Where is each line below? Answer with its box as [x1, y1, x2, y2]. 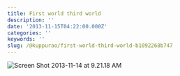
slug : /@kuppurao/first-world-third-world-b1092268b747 [7, 42, 173, 49]
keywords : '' [7, 36, 45, 43]
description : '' [7, 17, 54, 23]
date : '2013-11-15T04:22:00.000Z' [7, 23, 108, 30]
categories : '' [7, 29, 52, 37]
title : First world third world [7, 10, 101, 17]
